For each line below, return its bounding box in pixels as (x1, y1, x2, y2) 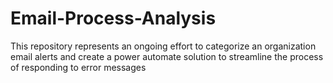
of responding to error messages (10, 61, 147, 73)
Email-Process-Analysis (10, 7, 217, 30)
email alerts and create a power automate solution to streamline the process (10, 50, 324, 62)
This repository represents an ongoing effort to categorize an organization (10, 40, 317, 52)
